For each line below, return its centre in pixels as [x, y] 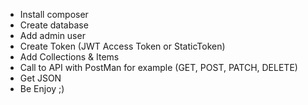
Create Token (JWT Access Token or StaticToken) [122, 46]
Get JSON [40, 78]
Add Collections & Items [69, 57]
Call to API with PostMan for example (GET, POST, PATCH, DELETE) [158, 67]
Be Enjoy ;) [42, 88]
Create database [54, 25]
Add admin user [52, 35]
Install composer [54, 14]
